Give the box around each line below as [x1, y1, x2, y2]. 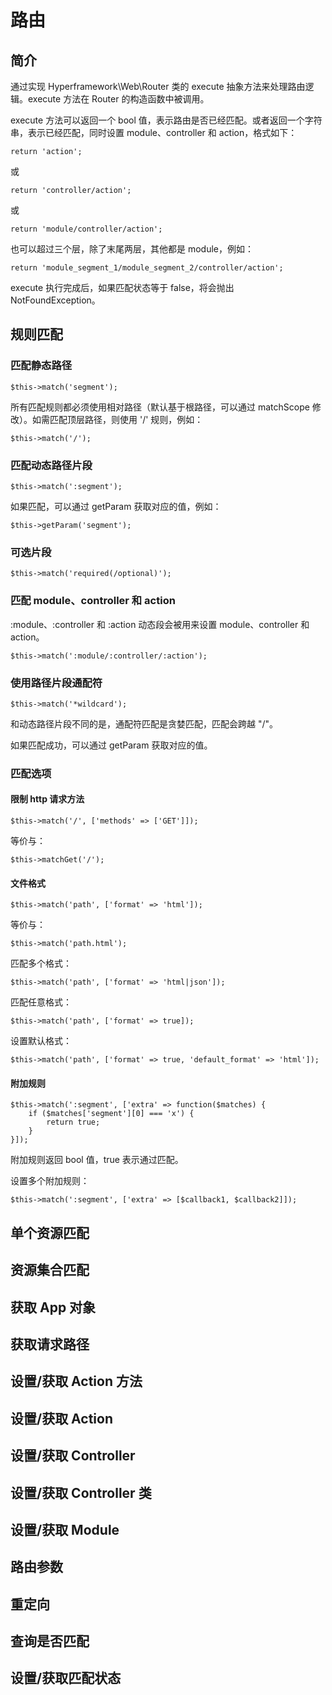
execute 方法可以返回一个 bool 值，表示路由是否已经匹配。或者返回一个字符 [10, 114, 323, 126]
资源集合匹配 [10, 1262, 90, 1279]
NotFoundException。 [10, 294, 101, 306]
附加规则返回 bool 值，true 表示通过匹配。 [10, 1154, 184, 1166]
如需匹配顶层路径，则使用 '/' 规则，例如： [31, 413, 204, 425]
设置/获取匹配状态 [10, 1670, 122, 1687]
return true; [46, 1117, 101, 1128]
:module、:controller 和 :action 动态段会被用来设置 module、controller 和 [10, 618, 310, 630]
